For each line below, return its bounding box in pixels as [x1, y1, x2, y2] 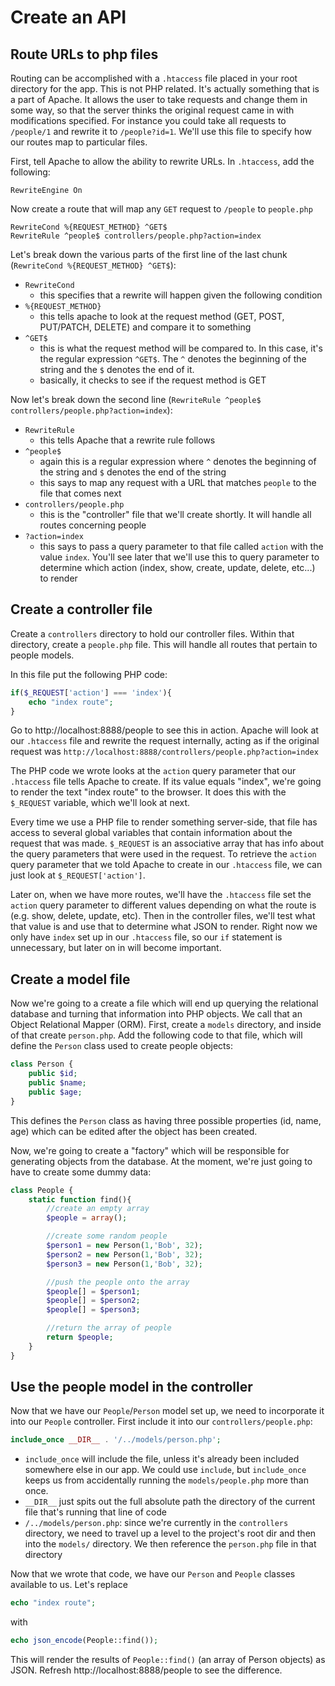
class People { [10, 1185, 74, 1195]
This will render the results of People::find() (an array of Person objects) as [10, 1654, 326, 1666]
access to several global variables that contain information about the [10, 827, 293, 839]
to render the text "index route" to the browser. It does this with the [10, 786, 287, 798]
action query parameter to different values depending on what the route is [10, 899, 317, 911]
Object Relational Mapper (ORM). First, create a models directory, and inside [10, 1019, 322, 1031]
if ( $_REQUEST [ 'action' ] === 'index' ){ [10, 687, 172, 698]
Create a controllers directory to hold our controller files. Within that [10, 627, 295, 640]
